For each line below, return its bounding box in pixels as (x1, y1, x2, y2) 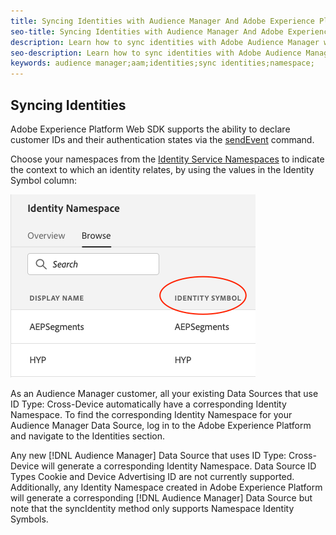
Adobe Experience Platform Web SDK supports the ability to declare (10, 123, 291, 135)
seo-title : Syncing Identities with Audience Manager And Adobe (10, 26, 284, 37)
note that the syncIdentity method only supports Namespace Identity (10, 502, 295, 514)
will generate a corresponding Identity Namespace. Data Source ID (41, 460, 317, 472)
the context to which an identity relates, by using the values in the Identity (10, 163, 315, 175)
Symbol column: (10, 174, 78, 186)
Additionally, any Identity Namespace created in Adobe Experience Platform (10, 481, 323, 493)
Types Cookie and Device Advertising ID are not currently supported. (10, 470, 295, 482)
